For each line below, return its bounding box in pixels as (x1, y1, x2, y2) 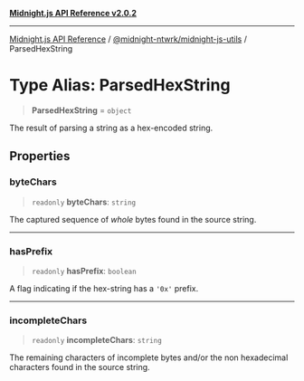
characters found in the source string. (9, 362, 151, 373)
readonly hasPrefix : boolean (31, 265, 138, 276)
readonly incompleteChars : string (31, 335, 163, 346)
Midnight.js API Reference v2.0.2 (9, 8, 138, 18)
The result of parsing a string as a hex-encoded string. (9, 122, 214, 133)
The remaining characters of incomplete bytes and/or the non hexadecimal (9, 352, 289, 363)
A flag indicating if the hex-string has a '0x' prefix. (9, 282, 199, 293)
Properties (9, 148, 71, 164)
